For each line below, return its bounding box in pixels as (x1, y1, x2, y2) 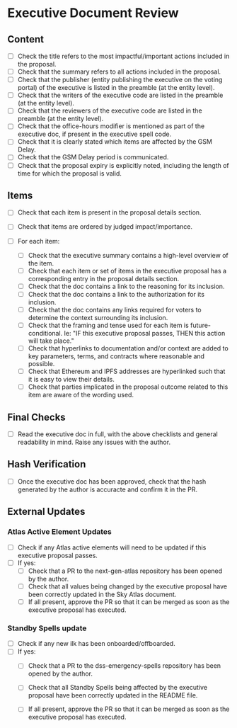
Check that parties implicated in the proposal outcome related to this (28, 382, 229, 391)
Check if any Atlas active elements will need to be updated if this (17, 543, 207, 552)
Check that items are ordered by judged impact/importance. (17, 222, 193, 231)
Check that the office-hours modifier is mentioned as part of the (17, 122, 205, 130)
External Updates (7, 506, 86, 518)
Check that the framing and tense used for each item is (28, 321, 189, 329)
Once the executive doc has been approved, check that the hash (17, 477, 207, 486)
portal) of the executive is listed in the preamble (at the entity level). (17, 84, 215, 92)
